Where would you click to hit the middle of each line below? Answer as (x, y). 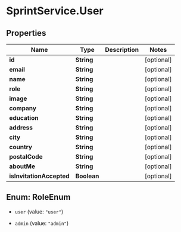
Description (122, 50)
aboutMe (22, 166)
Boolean (87, 176)
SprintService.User (55, 11)
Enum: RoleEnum (38, 197)
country (21, 147)
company (23, 108)
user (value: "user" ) (39, 211)
